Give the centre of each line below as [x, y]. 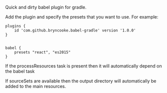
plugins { [16, 26]
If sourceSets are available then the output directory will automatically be [81, 81]
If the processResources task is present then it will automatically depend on [84, 66]
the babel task [20, 71]
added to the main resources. [36, 86]
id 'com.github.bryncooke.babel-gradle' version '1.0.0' [75, 30]
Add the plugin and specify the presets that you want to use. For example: [82, 17]
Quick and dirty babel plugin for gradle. [46, 7]
